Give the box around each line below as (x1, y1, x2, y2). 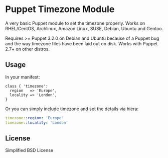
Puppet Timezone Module (5, 4, 115, 15)
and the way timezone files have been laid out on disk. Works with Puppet (5, 40, 158, 46)
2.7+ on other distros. (5, 46, 50, 52)
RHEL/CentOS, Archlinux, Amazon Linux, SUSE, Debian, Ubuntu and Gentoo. (5, 25, 163, 31)
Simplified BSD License (5, 147, 54, 153)
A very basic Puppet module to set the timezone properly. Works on (5, 20, 145, 26)
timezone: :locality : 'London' (5, 120, 69, 125)
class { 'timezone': (5, 84, 49, 89)
